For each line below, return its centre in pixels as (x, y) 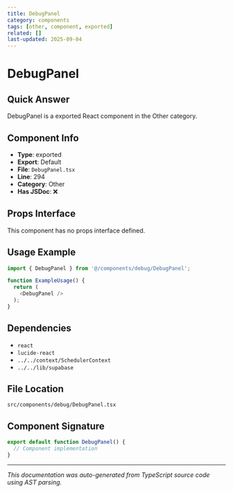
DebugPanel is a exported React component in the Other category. (102, 116)
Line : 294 (31, 176)
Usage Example (42, 252)
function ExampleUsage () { (46, 281)
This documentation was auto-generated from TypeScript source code (109, 475)
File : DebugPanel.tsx (46, 169)
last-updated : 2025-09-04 (44, 40)
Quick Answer (38, 99)
